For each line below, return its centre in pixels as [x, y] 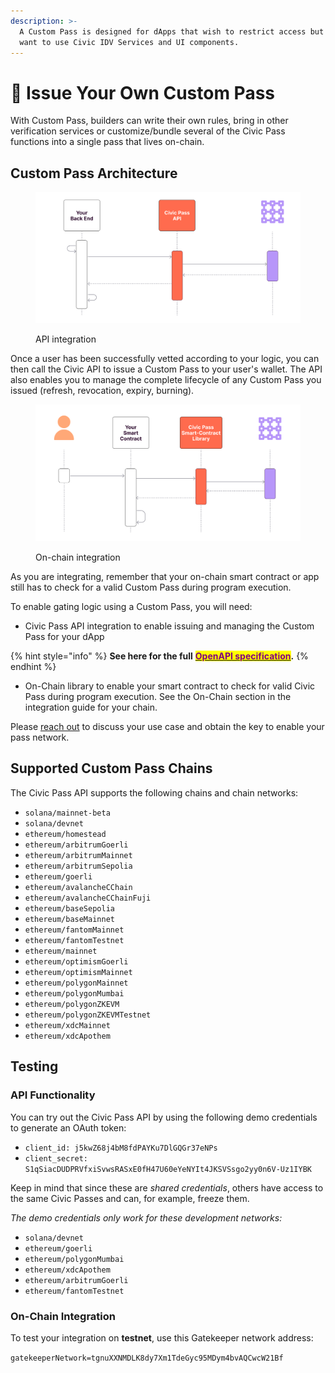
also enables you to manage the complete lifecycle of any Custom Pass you [166, 380]
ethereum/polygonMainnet [76, 983]
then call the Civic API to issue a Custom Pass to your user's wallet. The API [166, 369]
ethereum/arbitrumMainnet [78, 855]
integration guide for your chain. [91, 707]
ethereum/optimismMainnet [78, 972]
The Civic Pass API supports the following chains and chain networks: [154, 792]
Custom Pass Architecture [94, 173]
